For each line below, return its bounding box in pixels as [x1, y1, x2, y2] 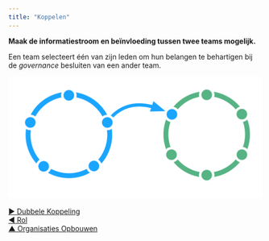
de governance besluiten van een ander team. [8, 60, 162, 70]
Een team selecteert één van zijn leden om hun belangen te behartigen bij [8, 52, 253, 61]
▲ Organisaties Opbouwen [8, 223, 98, 233]
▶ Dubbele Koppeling [8, 206, 81, 216]
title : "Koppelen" [8, 13, 70, 21]
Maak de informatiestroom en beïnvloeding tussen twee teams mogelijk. [8, 36, 256, 46]
